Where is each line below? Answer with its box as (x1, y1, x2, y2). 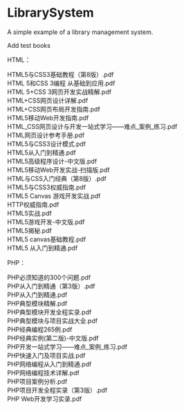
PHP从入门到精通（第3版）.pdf (7, 282, 95, 290)
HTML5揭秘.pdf (7, 226, 52, 234)
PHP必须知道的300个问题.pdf (7, 273, 91, 282)
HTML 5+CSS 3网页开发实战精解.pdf (7, 87, 112, 96)
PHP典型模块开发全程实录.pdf (7, 307, 92, 316)
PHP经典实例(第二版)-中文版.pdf (7, 334, 99, 342)
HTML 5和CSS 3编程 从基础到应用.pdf (7, 78, 116, 87)
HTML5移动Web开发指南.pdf (7, 113, 89, 122)
